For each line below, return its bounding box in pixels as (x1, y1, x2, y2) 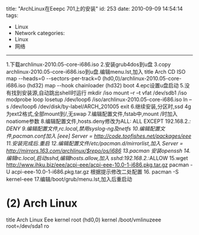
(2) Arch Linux (6, 197, 78, 210)
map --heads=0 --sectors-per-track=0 (6, 75, 101, 81)
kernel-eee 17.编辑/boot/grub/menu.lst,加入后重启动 (6, 176, 132, 182)
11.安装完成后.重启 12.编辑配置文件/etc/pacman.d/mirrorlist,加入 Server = (6, 140, 184, 146)
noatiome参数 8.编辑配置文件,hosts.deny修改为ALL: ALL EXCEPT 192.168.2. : (6, 117, 191, 125)
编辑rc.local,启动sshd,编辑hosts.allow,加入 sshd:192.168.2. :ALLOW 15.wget (6, 155, 188, 161)
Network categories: (14, 30, 65, 37)
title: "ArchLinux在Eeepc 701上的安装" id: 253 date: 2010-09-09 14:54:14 (6, 5, 183, 12)
